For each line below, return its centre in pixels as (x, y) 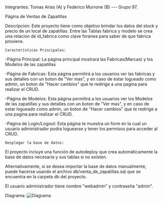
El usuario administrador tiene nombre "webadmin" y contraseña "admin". (79, 186)
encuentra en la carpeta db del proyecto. (46, 177)
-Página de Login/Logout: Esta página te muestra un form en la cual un (76, 124)
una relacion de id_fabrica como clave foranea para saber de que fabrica (78, 36)
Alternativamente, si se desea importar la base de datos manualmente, (76, 166)
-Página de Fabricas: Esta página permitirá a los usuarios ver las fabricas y (80, 74)
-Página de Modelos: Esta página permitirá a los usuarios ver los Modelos (79, 99)
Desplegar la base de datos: (35, 143)
